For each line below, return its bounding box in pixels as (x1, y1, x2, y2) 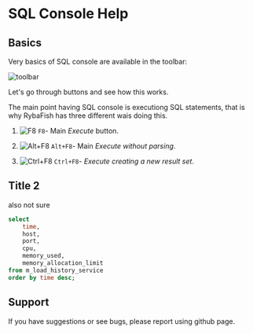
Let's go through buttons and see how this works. (8, 87, 169, 97)
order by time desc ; (8, 273, 76, 281)
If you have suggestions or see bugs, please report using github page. (8, 316, 236, 326)
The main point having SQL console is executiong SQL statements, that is (8, 103, 245, 112)
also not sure (8, 200, 51, 209)
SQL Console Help (8, 5, 129, 23)
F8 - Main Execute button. (38, 127, 119, 135)
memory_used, (22, 252, 65, 260)
